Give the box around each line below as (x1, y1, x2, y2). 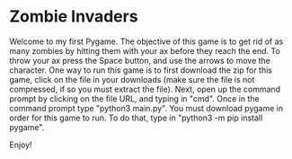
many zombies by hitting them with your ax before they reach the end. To (9, 45, 280, 56)
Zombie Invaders (9, 6, 138, 27)
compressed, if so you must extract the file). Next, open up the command (9, 84, 281, 94)
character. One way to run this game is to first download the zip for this (9, 65, 272, 75)
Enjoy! (9, 139, 33, 150)
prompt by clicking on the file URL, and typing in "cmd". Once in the (9, 93, 260, 104)
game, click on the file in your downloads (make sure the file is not (9, 74, 255, 84)
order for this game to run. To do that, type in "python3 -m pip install (9, 112, 263, 123)
